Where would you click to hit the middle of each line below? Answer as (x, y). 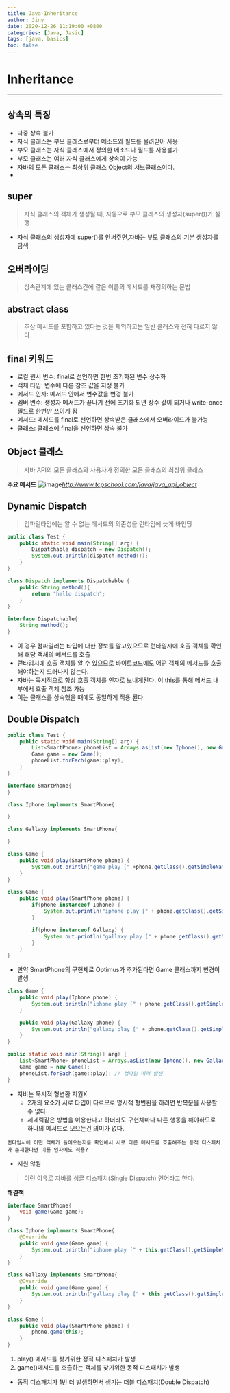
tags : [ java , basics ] (38, 39)
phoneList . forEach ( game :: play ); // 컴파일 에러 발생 (91, 1073)
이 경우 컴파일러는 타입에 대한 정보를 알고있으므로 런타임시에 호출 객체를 (113, 646)
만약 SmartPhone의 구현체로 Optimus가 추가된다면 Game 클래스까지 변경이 (118, 970)
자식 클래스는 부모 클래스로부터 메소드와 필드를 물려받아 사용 (98, 141)
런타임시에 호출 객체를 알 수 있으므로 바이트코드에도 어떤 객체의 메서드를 (113, 663)
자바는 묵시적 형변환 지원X (52, 1094)
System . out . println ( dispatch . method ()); (90, 556)
